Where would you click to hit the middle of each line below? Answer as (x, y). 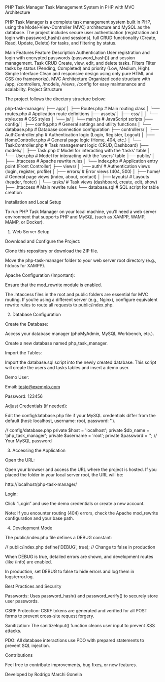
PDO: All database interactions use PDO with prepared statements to (75, 640)
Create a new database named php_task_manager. (57, 343)
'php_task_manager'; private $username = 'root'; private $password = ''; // (81, 435)
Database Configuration (36, 314)
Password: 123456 (24, 396)
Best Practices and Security (33, 586)
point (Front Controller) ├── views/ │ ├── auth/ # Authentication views (78, 166)
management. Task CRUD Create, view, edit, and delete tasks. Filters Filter (81, 63)
